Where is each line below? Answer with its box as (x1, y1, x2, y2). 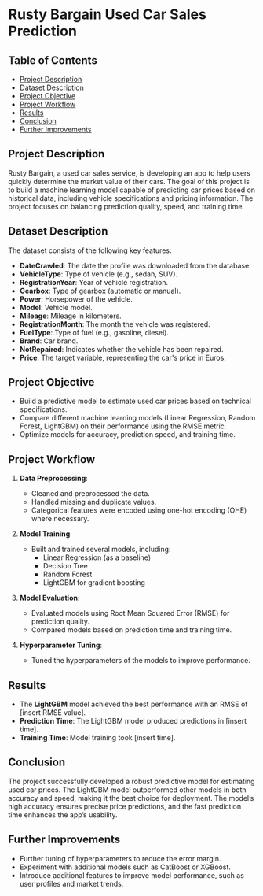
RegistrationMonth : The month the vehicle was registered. (19, 319, 210, 328)
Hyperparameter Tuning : (19, 640, 103, 650)
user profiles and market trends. (19, 879, 124, 888)
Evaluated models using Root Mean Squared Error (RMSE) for (31, 609, 230, 618)
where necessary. (31, 514, 89, 524)
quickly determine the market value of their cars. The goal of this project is (8, 176, 250, 186)
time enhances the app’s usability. (8, 809, 118, 820)
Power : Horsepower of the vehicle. (19, 294, 133, 304)
